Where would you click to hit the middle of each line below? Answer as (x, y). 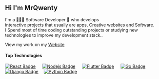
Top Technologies (24, 56)
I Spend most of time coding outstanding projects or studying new (71, 30)
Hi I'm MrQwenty (31, 8)
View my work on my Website (35, 44)
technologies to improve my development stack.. (54, 35)
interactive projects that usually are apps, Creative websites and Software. (80, 25)
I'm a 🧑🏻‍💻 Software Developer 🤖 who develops (52, 19)
